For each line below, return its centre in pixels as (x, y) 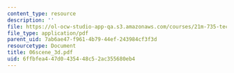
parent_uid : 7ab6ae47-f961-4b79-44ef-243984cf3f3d (82, 40)
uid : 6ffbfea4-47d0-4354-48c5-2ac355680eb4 (71, 59)
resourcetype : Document (42, 46)
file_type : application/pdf (48, 33)
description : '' (31, 20)
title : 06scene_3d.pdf (40, 53)
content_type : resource (42, 14)
